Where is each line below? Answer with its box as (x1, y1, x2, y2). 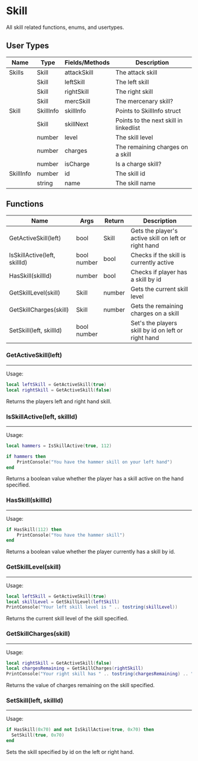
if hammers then (6, 453, 46, 459)
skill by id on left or (130, 326, 183, 334)
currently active (130, 258, 174, 266)
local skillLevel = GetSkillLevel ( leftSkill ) (6, 599, 120, 605)
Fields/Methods (64, 58, 110, 66)
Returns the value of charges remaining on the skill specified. (6, 682, 155, 689)
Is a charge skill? (115, 159, 162, 168)
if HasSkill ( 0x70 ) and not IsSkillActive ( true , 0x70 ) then (6, 727, 154, 733)
